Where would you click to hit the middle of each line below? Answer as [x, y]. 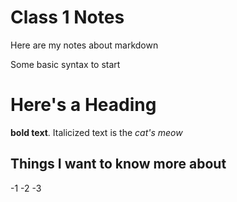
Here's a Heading [83, 105]
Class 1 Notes [67, 17]
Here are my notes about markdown [84, 45]
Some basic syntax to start [65, 64]
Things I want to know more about [118, 164]
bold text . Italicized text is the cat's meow [96, 132]
